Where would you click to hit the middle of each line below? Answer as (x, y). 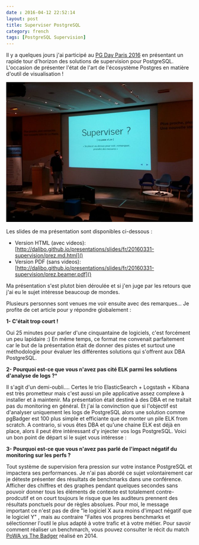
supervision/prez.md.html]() (49, 256)
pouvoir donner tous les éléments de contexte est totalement (81, 492)
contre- (165, 492)
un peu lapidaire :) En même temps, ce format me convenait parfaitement (95, 339)
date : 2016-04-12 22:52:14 (41, 12)
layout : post (22, 19)
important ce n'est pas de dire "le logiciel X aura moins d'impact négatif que (99, 511)
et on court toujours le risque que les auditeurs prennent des (104, 498)
